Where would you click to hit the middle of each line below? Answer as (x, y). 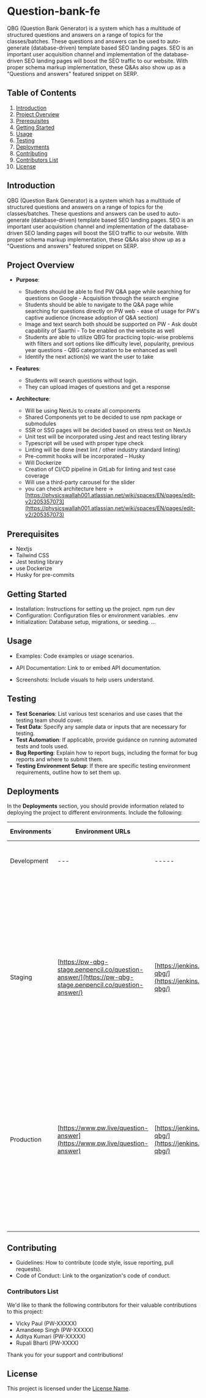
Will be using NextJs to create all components (83, 411)
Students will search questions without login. (81, 380)
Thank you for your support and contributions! (65, 1355)
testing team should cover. (49, 720)
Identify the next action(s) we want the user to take (89, 357)
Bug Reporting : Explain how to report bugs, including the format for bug (107, 753)
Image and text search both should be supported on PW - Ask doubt (111, 324)
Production (26, 1140)
